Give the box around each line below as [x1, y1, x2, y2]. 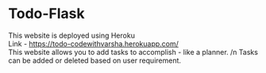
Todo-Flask [8, 5, 85, 23]
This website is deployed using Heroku [8, 31, 135, 40]
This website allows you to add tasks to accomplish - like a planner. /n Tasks [8, 47, 258, 57]
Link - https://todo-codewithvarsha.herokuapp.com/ [8, 38, 179, 48]
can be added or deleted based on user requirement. [8, 56, 181, 65]
